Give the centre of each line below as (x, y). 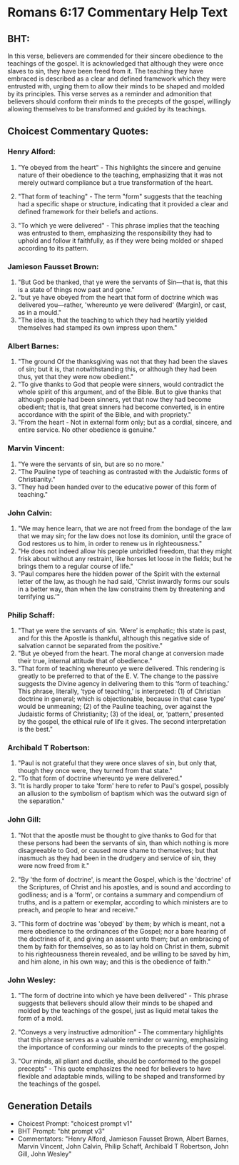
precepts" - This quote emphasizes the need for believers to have (115, 1069)
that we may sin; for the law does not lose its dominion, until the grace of (124, 535)
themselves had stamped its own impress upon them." (97, 327)
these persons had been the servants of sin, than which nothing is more (123, 842)
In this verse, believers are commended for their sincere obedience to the (115, 56)
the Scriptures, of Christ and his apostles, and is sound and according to (124, 887)
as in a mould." (40, 312)
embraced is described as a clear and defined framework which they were (117, 79)
